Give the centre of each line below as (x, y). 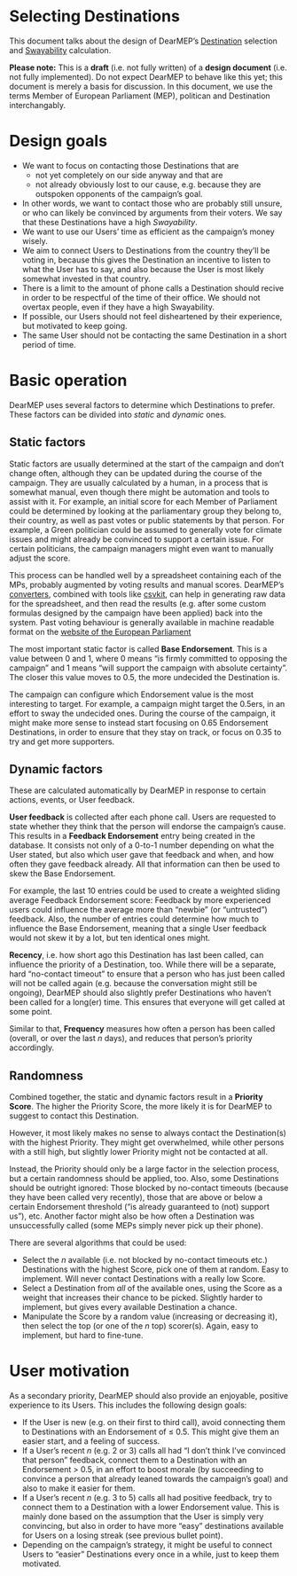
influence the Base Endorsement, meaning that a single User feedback (138, 929)
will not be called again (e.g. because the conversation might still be (133, 984)
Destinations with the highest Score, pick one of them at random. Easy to (155, 1269)
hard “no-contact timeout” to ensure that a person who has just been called (147, 974)
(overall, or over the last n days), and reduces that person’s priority (131, 1039)
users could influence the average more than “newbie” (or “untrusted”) (138, 910)
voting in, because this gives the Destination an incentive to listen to (146, 260)
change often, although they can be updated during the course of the (136, 473)
